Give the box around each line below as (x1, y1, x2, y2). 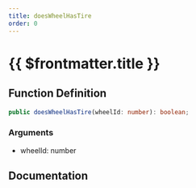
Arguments (8, 127, 54, 139)
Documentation (8, 169, 89, 183)
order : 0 (8, 19, 38, 28)
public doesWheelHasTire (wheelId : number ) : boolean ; (8, 108, 190, 116)
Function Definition (8, 87, 107, 100)
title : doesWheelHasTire (8, 11, 92, 20)
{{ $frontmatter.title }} (8, 54, 161, 73)
